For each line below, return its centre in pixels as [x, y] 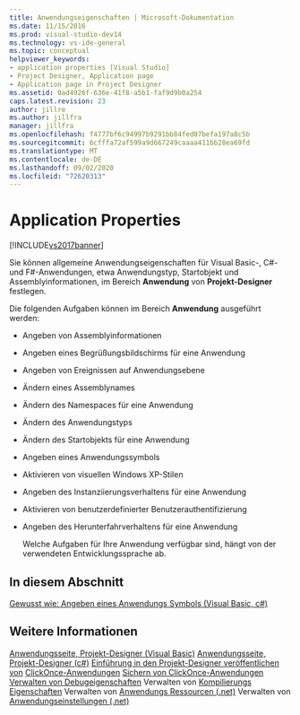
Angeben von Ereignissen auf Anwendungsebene [114, 371]
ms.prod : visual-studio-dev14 [66, 34]
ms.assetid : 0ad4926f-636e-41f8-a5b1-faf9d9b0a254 [106, 92]
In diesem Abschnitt [66, 582]
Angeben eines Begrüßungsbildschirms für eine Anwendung [134, 353]
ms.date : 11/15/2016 [48, 26]
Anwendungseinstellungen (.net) [69, 701]
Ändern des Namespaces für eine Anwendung [108, 405]
